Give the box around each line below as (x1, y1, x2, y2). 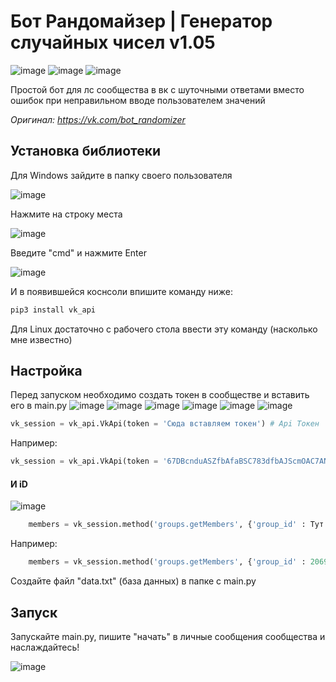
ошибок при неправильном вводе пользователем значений (10, 94, 266, 106)
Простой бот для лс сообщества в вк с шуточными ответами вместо (10, 83, 305, 95)
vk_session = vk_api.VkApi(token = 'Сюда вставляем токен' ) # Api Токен (10, 419, 320, 429)
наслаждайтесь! (10, 641, 80, 653)
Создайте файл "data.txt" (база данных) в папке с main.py (10, 575, 257, 587)
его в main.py (10, 400, 68, 412)
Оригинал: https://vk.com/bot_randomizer (10, 113, 186, 125)
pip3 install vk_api (10, 305, 97, 315)
